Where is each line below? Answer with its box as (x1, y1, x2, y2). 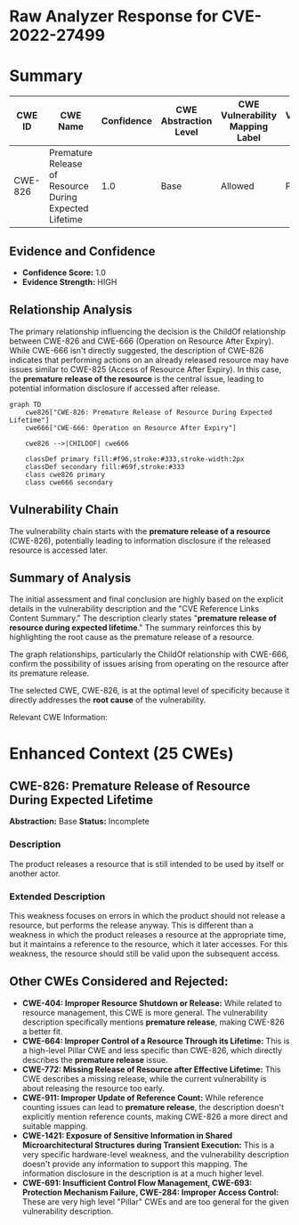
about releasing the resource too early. (21, 1083, 165, 1093)
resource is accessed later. (9, 545, 109, 556)
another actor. (9, 868, 61, 879)
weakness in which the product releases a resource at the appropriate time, (9, 929, 287, 940)
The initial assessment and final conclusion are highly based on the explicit (9, 594, 284, 604)
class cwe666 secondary (25, 478, 114, 487)
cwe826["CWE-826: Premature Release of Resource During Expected (25, 408, 273, 417)
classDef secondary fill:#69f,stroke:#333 (25, 462, 185, 471)
